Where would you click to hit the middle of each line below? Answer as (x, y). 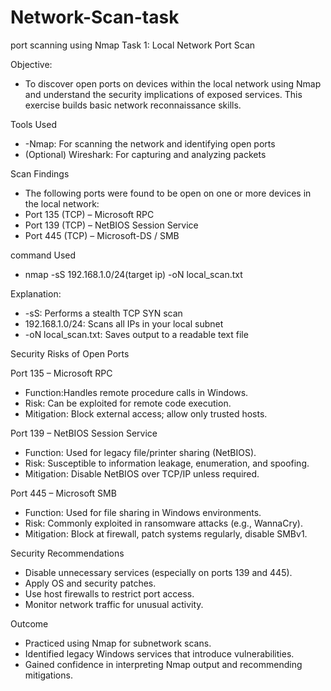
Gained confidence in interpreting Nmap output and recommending (163, 664)
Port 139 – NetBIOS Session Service (84, 433)
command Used (43, 255)
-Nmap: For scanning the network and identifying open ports (150, 143)
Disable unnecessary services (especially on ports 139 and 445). (158, 572)
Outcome (29, 623)
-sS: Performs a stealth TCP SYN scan (103, 313)
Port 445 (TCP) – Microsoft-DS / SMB (102, 235)
